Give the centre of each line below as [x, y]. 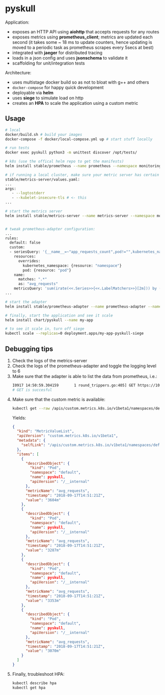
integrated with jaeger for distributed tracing [57, 53]
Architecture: [18, 72]
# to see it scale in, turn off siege [45, 329]
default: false [25, 243]
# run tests [17, 148]
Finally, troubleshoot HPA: [38, 674]
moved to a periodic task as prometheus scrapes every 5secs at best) [83, 47]
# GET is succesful [32, 390]
